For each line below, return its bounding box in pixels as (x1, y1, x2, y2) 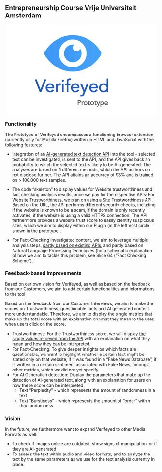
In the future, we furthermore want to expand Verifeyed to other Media (5, 426, 146, 432)
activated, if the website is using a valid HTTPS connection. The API (12, 212, 147, 218)
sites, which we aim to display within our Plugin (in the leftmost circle (12, 223, 150, 229)
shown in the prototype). (12, 228, 61, 234)
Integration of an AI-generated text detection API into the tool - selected (12, 152, 156, 157)
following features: (5, 142, 43, 148)
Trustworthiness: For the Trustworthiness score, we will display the (12, 331, 146, 337)
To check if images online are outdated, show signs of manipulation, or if (12, 440, 157, 446)
